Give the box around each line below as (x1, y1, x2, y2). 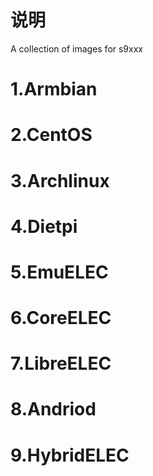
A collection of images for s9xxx (10, 42, 143, 55)
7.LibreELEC (10, 352, 112, 375)
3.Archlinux (10, 169, 110, 192)
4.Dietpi (10, 215, 78, 238)
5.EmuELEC (10, 261, 109, 283)
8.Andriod (10, 398, 97, 421)
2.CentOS (10, 124, 93, 146)
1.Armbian (10, 78, 98, 101)
